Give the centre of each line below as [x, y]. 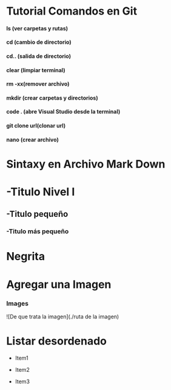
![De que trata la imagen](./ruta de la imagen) [63, 316]
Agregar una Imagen [59, 284]
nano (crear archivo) [32, 139]
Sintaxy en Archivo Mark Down [86, 164]
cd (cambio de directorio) [39, 42]
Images [18, 303]
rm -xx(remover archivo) [38, 84]
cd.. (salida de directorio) [39, 56]
